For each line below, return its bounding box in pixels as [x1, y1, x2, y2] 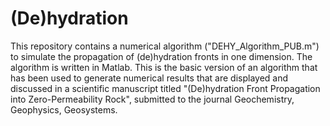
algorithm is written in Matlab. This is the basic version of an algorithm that [10, 61, 318, 73]
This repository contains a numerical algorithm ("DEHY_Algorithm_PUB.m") [10, 40, 320, 52]
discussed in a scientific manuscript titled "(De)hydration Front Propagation [10, 82, 321, 94]
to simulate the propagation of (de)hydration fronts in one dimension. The [10, 50, 313, 62]
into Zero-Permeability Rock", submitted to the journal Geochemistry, [10, 93, 295, 105]
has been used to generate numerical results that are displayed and [10, 72, 289, 84]
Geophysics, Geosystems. [10, 103, 118, 116]
